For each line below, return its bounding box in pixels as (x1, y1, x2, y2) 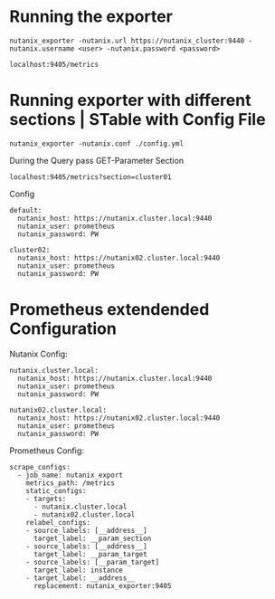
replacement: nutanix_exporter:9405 (33, 581, 172, 590)
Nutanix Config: (9, 348, 68, 359)
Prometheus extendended (9, 299, 210, 320)
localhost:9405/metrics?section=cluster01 (9, 172, 172, 182)
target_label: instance (33, 566, 124, 575)
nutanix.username (9, 43, 75, 53)
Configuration (9, 319, 118, 339)
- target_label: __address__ (25, 573, 136, 583)
